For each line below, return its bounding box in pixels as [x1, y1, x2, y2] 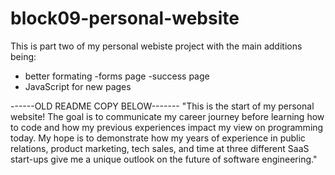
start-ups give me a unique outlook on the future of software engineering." [10, 153, 318, 165]
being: [10, 50, 37, 62]
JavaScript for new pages [24, 80, 132, 92]
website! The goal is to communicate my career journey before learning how [10, 110, 325, 122]
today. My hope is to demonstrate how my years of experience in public [10, 132, 306, 144]
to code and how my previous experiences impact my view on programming [10, 121, 324, 133]
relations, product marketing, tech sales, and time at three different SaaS [10, 142, 310, 154]
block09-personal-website [10, 7, 240, 30]
